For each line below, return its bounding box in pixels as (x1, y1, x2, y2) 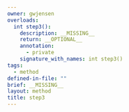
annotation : (20, 42, 54, 49)
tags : (7, 62, 23, 69)
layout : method (7, 88, 52, 95)
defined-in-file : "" (7, 74, 68, 82)
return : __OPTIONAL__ (20, 36, 82, 43)
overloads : (7, 17, 39, 24)
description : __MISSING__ (20, 29, 96, 37)
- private (25, 49, 54, 56)
